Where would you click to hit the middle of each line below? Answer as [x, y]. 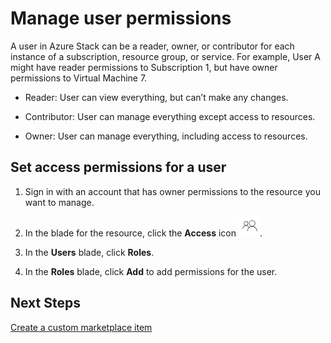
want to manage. [59, 202]
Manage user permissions [121, 18]
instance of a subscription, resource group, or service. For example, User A [165, 56]
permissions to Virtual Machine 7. [79, 78]
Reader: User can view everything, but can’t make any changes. [156, 97]
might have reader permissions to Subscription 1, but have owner [144, 67]
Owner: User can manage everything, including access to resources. [166, 136]
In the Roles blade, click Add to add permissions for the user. [151, 271]
